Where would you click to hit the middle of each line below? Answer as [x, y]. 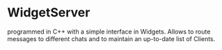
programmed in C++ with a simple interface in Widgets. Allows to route [109, 32]
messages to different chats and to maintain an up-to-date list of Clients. [111, 38]
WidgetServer [49, 13]
